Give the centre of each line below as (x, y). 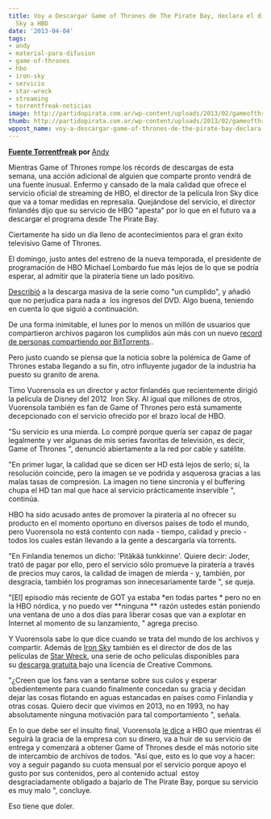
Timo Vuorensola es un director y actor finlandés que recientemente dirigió (133, 390)
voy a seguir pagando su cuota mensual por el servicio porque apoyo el (127, 764)
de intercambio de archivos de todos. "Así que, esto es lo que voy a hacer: (132, 756)
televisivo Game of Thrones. (55, 243)
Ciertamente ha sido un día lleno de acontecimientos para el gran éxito (126, 234)
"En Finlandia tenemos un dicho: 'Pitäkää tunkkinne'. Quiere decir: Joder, (129, 555)
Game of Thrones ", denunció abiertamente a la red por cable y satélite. (127, 449)
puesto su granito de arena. (54, 374)
